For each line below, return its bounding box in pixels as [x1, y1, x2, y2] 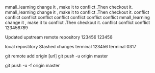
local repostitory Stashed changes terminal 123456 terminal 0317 [5, 44, 136, 49]
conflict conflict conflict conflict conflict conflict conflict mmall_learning [5, 15, 150, 20]
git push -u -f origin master [5, 63, 60, 68]
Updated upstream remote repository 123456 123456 [5, 34, 113, 40]
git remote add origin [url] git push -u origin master [5, 53, 108, 59]
